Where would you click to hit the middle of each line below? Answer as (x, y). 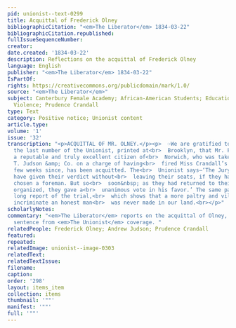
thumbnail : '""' (31, 301)
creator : (20, 46)
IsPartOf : (22, 79)
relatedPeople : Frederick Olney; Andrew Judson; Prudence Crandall (108, 228)
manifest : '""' (29, 307)
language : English (34, 66)
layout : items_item (36, 287)
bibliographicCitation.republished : (61, 33)
